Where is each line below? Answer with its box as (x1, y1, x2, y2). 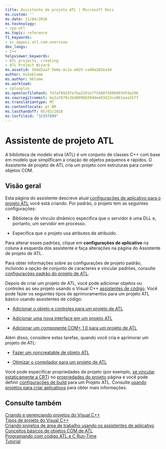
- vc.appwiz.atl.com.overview (5, 40, 68, 45)
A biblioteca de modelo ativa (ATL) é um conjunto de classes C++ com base (5, 151, 161, 157)
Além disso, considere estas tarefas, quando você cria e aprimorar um (5, 334, 149, 341)
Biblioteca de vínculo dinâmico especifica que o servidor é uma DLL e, (12, 215, 157, 221)
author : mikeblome (5, 72, 43, 77)
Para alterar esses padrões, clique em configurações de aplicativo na (5, 240, 149, 246)
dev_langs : (5, 44, 28, 49)
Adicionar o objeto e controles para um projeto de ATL (12, 305, 123, 311)
